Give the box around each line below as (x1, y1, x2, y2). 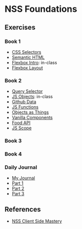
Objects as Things (11, 110, 49, 115)
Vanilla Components (11, 114, 53, 120)
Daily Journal (4, 164, 38, 171)
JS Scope (11, 125, 32, 131)
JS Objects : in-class (11, 94, 53, 100)
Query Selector (11, 88, 43, 94)
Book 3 (4, 137, 22, 144)
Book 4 (4, 151, 22, 157)
